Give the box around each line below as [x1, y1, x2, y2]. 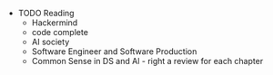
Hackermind [31, 17, 78, 28]
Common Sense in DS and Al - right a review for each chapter [31, 56, 264, 66]
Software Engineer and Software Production [31, 46, 197, 57]
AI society [31, 36, 70, 47]
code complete [31, 27, 89, 37]
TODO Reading [17, 8, 75, 18]
